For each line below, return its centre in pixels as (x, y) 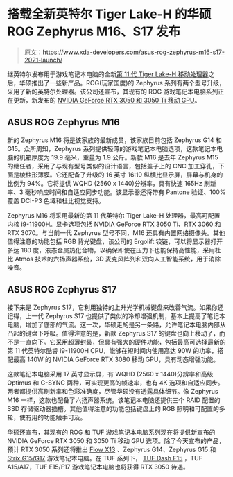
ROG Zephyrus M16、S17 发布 (94, 32)
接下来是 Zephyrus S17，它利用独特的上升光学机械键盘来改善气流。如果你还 (115, 307)
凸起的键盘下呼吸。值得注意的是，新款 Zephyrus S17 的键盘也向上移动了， (113, 333)
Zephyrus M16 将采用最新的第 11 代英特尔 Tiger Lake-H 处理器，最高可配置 (114, 215)
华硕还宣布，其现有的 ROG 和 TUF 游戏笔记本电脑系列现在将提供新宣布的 (111, 432)
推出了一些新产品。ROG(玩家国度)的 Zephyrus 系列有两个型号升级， (128, 83)
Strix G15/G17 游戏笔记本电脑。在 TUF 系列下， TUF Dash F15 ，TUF (105, 458)
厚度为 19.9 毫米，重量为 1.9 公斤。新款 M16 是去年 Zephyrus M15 (124, 157)
